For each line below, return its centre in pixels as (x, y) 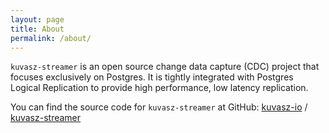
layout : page (37, 19)
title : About (37, 29)
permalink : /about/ (51, 38)
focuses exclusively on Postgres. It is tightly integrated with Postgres (152, 77)
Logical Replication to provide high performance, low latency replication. (159, 88)
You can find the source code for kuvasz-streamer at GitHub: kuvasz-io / (159, 107)
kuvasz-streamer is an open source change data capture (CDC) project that (165, 67)
